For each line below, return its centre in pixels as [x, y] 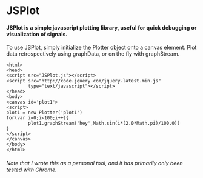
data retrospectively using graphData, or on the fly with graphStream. [93, 54]
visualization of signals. [37, 34]
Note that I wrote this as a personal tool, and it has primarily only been [95, 163]
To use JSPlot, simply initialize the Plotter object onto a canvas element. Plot [101, 48]
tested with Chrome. [32, 170]
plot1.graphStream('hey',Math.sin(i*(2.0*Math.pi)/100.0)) [104, 124]
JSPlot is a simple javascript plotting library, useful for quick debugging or [101, 27]
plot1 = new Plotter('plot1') [45, 113]
